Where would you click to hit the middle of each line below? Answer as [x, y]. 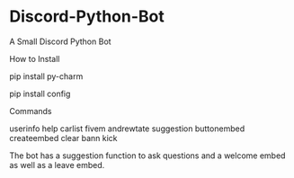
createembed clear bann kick [64, 138]
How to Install [35, 58]
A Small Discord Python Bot [60, 41]
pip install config [40, 93]
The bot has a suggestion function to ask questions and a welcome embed [147, 156]
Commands [31, 111]
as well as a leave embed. [57, 165]
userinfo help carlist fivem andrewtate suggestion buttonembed [127, 129]
